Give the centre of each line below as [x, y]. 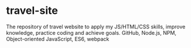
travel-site [32, 11]
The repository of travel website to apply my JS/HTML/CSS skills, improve [96, 27]
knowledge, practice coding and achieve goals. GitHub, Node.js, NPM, [91, 32]
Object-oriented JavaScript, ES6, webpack [58, 39]
